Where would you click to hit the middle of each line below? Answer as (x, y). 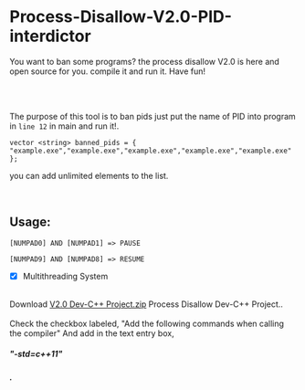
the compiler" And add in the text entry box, (92, 333)
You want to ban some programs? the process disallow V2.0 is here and (145, 61)
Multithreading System (65, 276)
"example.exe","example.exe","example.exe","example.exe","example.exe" (151, 151)
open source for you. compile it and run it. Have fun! (108, 71)
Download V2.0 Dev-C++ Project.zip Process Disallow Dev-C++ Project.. (146, 304)
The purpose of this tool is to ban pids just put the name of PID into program (153, 116)
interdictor (50, 36)
